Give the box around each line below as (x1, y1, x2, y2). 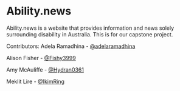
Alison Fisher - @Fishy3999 (6, 54, 76, 61)
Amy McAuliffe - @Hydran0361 (6, 66, 84, 73)
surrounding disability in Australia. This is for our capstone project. (6, 30, 173, 38)
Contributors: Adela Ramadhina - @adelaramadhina (6, 42, 136, 50)
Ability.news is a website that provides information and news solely (6, 24, 175, 32)
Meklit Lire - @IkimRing (6, 78, 65, 85)
